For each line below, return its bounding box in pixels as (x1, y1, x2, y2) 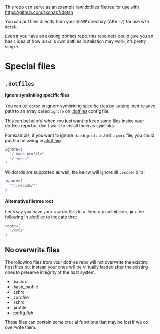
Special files (5, 61, 56, 72)
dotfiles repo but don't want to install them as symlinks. (5, 123, 115, 128)
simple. (5, 44, 20, 49)
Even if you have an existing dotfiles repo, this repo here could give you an (5, 34, 154, 39)
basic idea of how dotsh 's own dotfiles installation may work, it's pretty (5, 38, 146, 44)
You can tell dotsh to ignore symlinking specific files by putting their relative (5, 103, 156, 109)
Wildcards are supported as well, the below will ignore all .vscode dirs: (5, 169, 145, 175)
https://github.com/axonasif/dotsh (5, 9, 73, 15)
